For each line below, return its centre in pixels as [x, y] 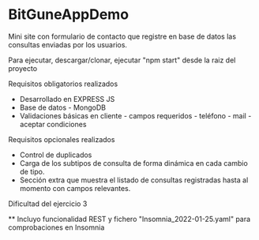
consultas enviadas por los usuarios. [68, 44]
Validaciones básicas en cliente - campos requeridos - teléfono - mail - [135, 115]
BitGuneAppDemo [68, 15]
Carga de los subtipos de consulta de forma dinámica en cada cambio [134, 163]
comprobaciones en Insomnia [56, 227]
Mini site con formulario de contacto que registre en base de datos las [122, 36]
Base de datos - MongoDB [63, 107]
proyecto [23, 68]
